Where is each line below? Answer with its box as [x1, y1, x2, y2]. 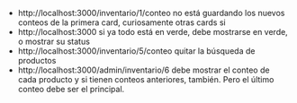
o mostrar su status [17, 36, 90, 47]
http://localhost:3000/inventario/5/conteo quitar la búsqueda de [17, 46, 256, 56]
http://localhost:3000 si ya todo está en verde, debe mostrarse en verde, [17, 27, 288, 37]
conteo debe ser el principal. [17, 84, 125, 94]
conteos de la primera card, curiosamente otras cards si [17, 17, 227, 28]
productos [17, 56, 57, 65]
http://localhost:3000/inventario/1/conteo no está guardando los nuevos [17, 8, 285, 18]
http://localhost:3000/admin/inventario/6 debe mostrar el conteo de [17, 64, 270, 75]
